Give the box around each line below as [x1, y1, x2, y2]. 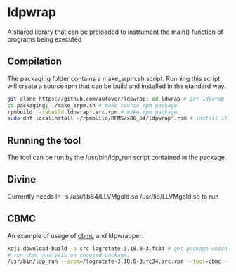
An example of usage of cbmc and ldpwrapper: [7, 231, 144, 240]
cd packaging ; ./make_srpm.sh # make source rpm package [7, 101, 178, 109]
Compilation [7, 56, 62, 68]
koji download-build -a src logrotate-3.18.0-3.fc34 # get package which [7, 245, 228, 252]
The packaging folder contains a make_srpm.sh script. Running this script [7, 74, 221, 82]
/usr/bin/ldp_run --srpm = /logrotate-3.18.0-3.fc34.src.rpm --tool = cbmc [7, 258, 221, 265]
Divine [7, 173, 37, 185]
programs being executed [7, 35, 82, 43]
